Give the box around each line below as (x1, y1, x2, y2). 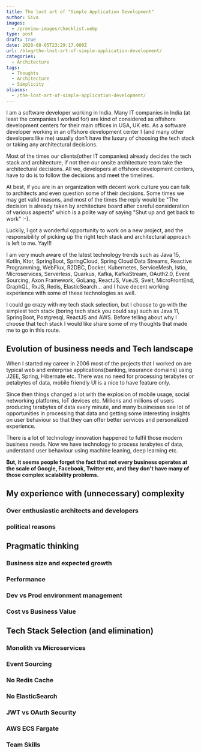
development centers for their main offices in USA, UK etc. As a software (6, 121, 187, 129)
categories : (6, 53, 36, 59)
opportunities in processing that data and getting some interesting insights (6, 409, 190, 417)
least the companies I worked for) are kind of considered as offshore (6, 115, 176, 122)
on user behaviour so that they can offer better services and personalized (6, 416, 188, 423)
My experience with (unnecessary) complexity (6, 488, 185, 499)
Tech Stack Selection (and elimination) (6, 626, 154, 636)
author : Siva (6, 14, 39, 20)
